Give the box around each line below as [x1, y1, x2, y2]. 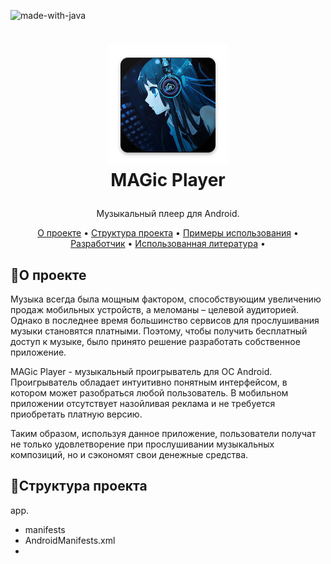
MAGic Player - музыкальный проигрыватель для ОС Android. [10, 366, 273, 377]
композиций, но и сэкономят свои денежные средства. [10, 449, 249, 460]
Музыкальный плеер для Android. [96, 208, 240, 220]
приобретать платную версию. [10, 408, 143, 420]
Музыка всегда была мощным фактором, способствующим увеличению [10, 293, 322, 305]
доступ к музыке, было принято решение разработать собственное [10, 336, 301, 347]
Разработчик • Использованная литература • [70, 238, 266, 250]
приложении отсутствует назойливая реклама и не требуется [10, 398, 276, 409]
